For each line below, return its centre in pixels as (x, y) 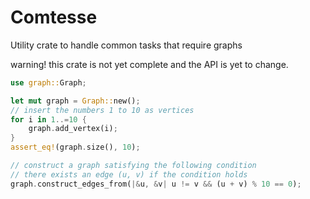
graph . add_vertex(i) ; (73, 129)
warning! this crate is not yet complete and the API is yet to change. (149, 64)
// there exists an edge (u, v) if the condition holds (129, 174)
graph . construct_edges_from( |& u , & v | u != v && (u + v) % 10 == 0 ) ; (156, 184)
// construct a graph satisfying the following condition (133, 166)
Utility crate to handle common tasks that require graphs (126, 45)
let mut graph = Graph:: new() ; (75, 101)
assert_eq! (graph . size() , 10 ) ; (75, 147)
